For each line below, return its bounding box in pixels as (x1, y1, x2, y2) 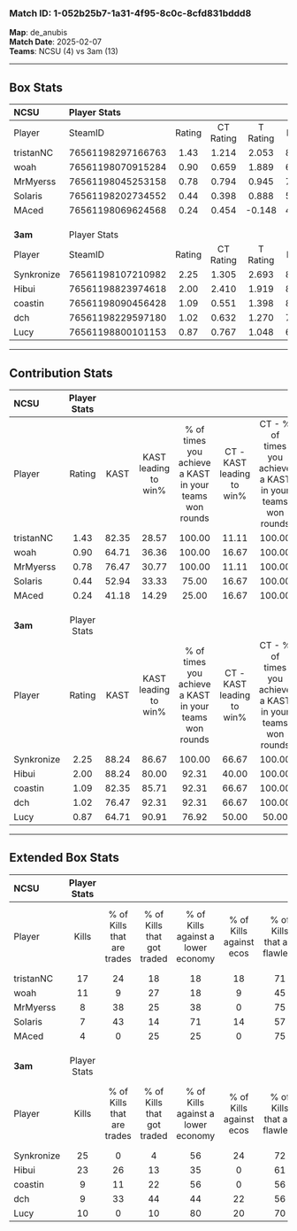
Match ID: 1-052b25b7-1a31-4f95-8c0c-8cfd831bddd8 (9, 7, 252, 19)
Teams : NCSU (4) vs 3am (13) (9, 46, 119, 57)
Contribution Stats (9, 366, 113, 381)
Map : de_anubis (9, 27, 68, 38)
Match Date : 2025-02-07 (9, 36, 102, 47)
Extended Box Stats (9, 850, 119, 865)
